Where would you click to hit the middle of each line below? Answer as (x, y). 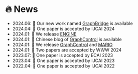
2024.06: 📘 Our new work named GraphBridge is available (73, 23)
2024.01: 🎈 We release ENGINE (44, 34)
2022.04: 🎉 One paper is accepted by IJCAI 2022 (63, 65)
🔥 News (22, 9)
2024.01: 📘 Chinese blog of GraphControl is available (67, 39)
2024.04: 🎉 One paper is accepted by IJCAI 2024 (63, 28)
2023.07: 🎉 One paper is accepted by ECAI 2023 (63, 55)
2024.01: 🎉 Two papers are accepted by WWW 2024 (67, 50)
